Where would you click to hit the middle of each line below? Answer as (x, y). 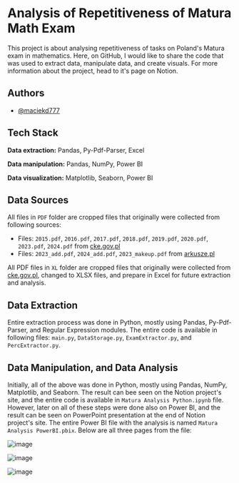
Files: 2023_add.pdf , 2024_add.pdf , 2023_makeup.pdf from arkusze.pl (116, 254)
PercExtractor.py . (34, 345)
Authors (26, 93)
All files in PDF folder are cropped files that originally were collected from (114, 217)
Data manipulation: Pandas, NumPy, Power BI (75, 164)
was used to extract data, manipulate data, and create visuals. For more (113, 63)
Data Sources (38, 200)
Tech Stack (33, 133)
